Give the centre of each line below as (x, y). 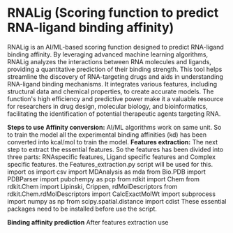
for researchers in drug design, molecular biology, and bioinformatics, (107, 106)
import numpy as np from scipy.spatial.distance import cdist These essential (117, 201)
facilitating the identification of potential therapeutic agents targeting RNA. (114, 114)
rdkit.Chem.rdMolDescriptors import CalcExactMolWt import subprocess (112, 194)
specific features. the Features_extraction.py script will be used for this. (110, 164)
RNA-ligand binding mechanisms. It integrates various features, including (112, 84)
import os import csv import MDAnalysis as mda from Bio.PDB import (106, 172)
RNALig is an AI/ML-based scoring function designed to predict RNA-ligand (116, 47)
